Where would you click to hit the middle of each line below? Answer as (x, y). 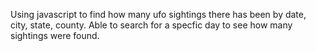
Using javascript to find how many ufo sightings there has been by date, (158, 14)
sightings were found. (55, 35)
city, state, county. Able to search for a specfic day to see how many (151, 25)
